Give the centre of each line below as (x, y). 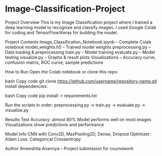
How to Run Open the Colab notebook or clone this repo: (62, 71)
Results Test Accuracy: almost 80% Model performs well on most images (78, 119)
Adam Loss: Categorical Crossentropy (43, 139)
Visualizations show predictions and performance (55, 125)
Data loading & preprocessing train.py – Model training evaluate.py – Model (80, 52)
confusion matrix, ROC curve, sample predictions (54, 62)
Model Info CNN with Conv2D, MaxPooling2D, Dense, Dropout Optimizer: (78, 134)
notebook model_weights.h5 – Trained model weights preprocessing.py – (78, 47)
